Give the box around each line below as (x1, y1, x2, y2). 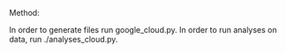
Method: (9, 8, 40, 18)
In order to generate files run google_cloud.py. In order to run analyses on (9, 25, 278, 34)
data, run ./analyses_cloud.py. (9, 34, 118, 44)
